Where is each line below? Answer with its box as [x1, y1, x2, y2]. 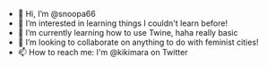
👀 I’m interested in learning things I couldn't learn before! [17, 18, 228, 29]
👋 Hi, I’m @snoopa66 [17, 9, 96, 19]
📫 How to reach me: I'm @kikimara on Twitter [17, 47, 188, 57]
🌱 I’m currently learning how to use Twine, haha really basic [17, 28, 239, 37]
